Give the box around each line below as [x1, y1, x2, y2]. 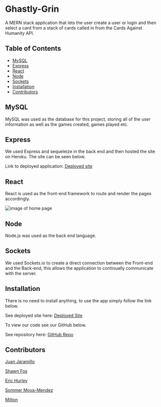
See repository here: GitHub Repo [5, 331, 74, 337]
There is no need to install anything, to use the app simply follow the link [5, 297, 152, 303]
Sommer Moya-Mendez [5, 387, 53, 393]
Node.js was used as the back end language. [5, 233, 97, 238]
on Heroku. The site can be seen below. [5, 154, 86, 160]
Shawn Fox [5, 368, 28, 374]
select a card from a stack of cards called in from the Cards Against [5, 25, 143, 30]
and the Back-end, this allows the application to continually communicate [5, 265, 154, 271]
